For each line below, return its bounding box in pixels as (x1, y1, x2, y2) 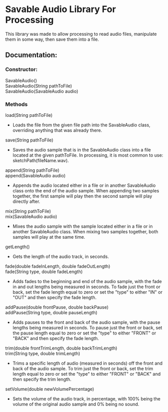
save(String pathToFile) (5, 137, 54, 143)
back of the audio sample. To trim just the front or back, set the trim (12, 365, 153, 371)
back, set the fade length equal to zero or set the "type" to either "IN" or (12, 289, 163, 295)
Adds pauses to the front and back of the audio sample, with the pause (12, 319, 160, 325)
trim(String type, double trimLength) (5, 350, 81, 356)
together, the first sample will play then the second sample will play (12, 193, 152, 199)
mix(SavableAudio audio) (5, 213, 58, 220)
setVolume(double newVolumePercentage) (5, 386, 94, 392)
